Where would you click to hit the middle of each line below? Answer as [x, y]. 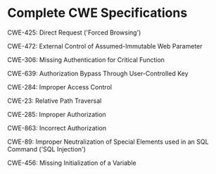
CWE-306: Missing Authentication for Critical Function [86, 60]
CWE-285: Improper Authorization [57, 114]
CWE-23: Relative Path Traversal [55, 101]
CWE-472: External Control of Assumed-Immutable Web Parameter [105, 46]
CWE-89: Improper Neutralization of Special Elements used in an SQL [108, 142]
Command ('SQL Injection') [47, 149]
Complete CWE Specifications [97, 13]
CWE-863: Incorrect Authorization [57, 128]
